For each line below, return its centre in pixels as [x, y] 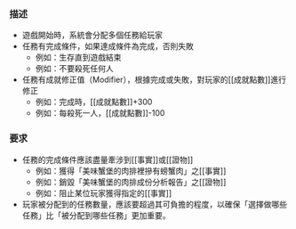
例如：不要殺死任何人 [74, 69]
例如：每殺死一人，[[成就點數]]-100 [100, 113]
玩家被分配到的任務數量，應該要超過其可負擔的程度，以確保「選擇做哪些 [154, 204]
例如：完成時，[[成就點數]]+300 [94, 102]
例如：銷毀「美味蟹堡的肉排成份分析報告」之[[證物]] [131, 182]
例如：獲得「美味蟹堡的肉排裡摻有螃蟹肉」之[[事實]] [131, 170]
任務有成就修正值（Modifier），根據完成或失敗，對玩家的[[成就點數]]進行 [154, 80]
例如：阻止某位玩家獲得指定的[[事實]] [104, 192]
